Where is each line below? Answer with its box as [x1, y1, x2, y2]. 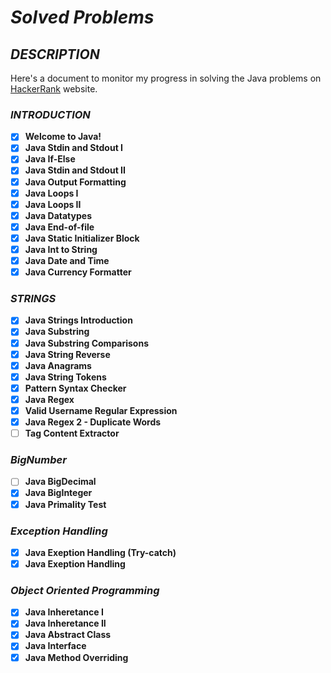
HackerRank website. [10, 83, 98, 95]
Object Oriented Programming [10, 583, 160, 597]
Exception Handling [10, 524, 108, 538]
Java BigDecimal [24, 476, 97, 488]
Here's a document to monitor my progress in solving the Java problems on [10, 72, 322, 84]
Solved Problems [10, 6, 155, 29]
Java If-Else [24, 153, 76, 165]
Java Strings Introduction [24, 314, 133, 326]
